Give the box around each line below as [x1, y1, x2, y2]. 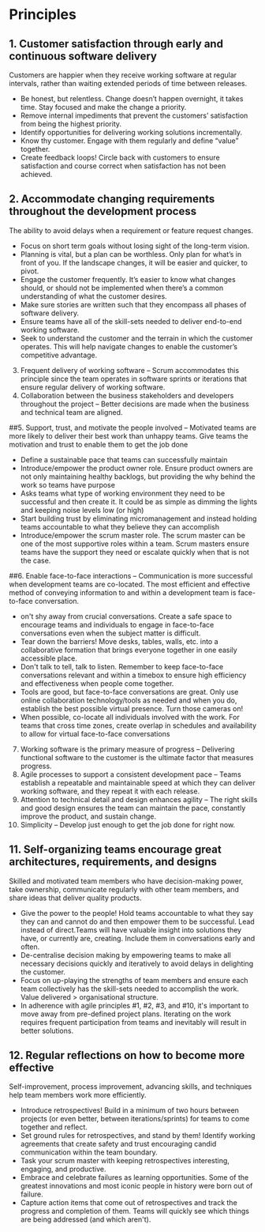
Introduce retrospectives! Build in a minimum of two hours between [20, 1106, 240, 1115]
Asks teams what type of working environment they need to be [20, 488, 226, 498]
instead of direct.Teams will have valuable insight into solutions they [20, 925, 242, 934]
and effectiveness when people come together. [20, 678, 174, 688]
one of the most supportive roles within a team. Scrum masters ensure [20, 539, 249, 548]
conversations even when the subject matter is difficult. [20, 628, 201, 638]
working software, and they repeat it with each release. [20, 786, 200, 796]
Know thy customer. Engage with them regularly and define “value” [20, 136, 239, 145]
